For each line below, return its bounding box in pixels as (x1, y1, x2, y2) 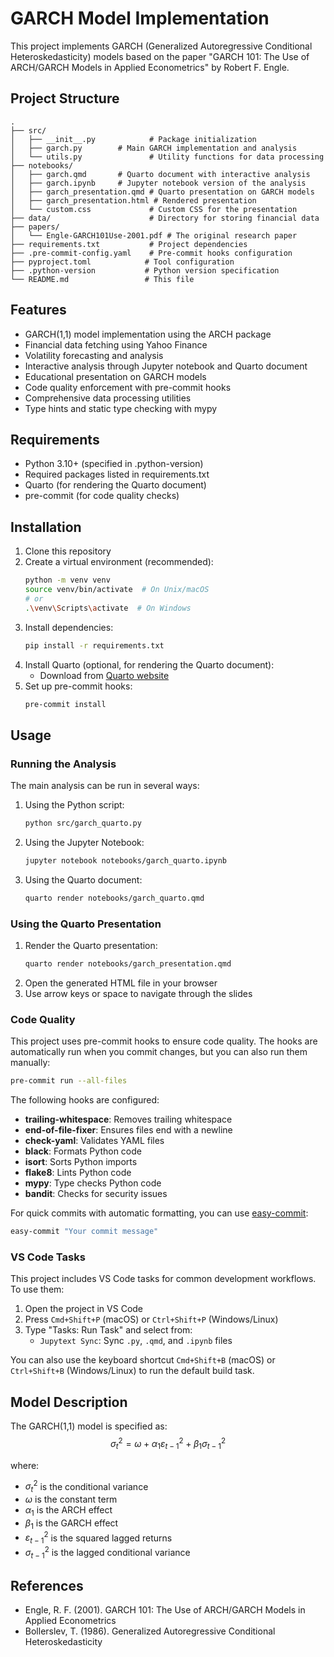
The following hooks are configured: (10, 1094, 160, 1106)
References (10, 1577, 84, 1594)
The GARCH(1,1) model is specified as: (10, 1420, 168, 1432)
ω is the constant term (24, 1493, 118, 1505)
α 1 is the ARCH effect (24, 1503, 113, 1518)
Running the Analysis (10, 757, 117, 771)
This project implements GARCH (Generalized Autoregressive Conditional (10, 40, 313, 52)
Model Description (10, 1393, 128, 1411)
